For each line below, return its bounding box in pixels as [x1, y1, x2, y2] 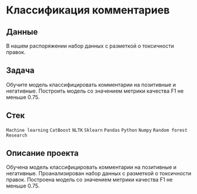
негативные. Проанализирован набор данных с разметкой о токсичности [6, 170, 192, 177]
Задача [6, 66, 35, 76]
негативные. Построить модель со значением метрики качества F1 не [6, 87, 184, 94]
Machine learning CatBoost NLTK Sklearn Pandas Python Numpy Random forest [6, 127, 188, 133]
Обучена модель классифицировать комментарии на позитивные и [6, 164, 177, 171]
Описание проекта [6, 148, 79, 158]
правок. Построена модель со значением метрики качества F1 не [6, 176, 173, 183]
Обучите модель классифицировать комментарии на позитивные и [6, 81, 176, 88]
